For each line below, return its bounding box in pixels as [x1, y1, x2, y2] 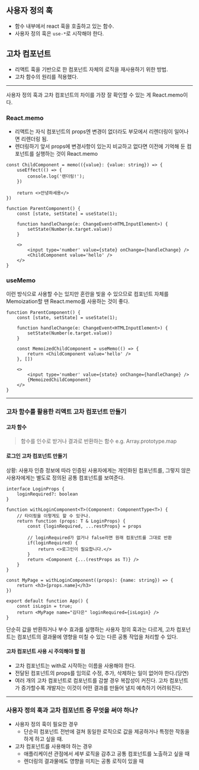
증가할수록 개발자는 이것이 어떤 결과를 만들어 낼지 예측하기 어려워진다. [21, 684, 182, 691]
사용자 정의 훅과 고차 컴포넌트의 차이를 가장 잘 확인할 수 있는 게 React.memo [6, 91, 184, 98]
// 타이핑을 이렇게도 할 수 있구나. [17, 513, 91, 519]
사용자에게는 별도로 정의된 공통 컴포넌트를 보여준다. [6, 474, 125, 481]
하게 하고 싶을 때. [23, 736, 63, 743]
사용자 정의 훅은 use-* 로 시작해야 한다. [14, 30, 104, 37]
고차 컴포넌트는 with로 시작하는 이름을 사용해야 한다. [14, 662, 136, 669]
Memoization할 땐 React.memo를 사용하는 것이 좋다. [6, 298, 130, 305]
